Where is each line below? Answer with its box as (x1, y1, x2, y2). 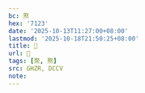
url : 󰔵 (8, 49, 31, 57)
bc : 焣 (8, 11, 30, 20)
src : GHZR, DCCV (8, 65, 63, 73)
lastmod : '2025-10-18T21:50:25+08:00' (8, 34, 139, 43)
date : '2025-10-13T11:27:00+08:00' (8, 27, 129, 35)
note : (8, 72, 27, 80)
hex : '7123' (8, 19, 49, 27)
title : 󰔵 (8, 42, 38, 50)
